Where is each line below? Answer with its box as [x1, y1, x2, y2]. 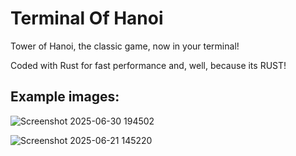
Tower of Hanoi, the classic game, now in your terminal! [10, 40, 240, 52]
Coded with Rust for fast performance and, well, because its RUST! [10, 59, 287, 71]
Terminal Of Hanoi [10, 7, 164, 30]
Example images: [10, 88, 120, 106]
